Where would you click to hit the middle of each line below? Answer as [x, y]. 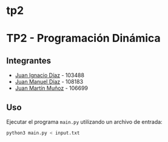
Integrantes [29, 60]
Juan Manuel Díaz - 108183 [49, 82]
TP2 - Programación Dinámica [83, 39]
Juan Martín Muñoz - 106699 [52, 88]
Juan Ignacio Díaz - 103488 [50, 75]
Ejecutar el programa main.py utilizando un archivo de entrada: [84, 122]
